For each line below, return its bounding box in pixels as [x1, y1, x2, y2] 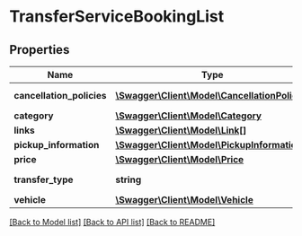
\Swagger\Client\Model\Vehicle [115, 194, 253, 205]
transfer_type [13, 173, 74, 186]
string [115, 173, 142, 186]
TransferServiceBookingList [9, 6, 225, 27]
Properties [9, 42, 70, 57]
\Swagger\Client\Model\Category [115, 109, 262, 122]
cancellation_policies [13, 90, 107, 101]
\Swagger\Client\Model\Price [115, 153, 244, 165]
